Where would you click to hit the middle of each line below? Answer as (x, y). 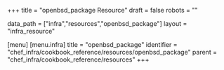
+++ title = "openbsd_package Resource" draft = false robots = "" (103, 10)
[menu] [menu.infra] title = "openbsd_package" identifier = (92, 44)
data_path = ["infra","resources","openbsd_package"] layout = (97, 23)
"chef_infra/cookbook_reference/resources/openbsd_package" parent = (112, 52)
